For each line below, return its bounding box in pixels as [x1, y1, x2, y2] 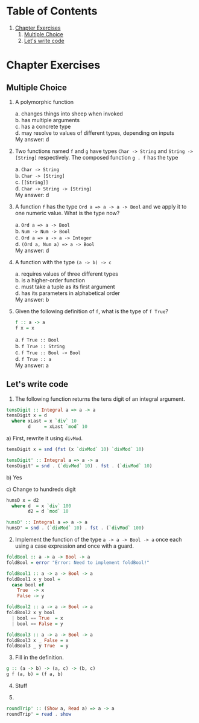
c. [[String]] [14, 178, 49, 186]
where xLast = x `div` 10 [11, 418, 77, 424]
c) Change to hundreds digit [6, 485, 77, 493]
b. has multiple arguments [14, 116, 80, 123]
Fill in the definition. [14, 654, 65, 661]
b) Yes [6, 473, 22, 481]
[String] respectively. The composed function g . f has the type [14, 154, 178, 161]
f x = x [14, 325, 34, 331]
